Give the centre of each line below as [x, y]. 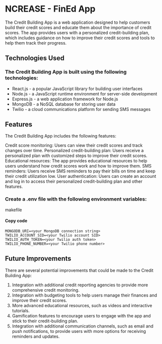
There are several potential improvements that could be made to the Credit [79, 270]
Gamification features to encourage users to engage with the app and [81, 315]
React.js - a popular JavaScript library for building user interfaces [77, 89]
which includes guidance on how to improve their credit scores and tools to [80, 38]
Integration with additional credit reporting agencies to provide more [80, 285]
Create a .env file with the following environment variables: [76, 199]
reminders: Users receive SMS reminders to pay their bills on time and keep [80, 171]
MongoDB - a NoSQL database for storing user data [64, 104]
